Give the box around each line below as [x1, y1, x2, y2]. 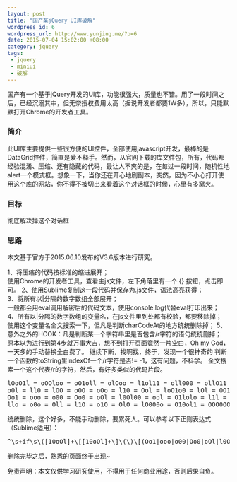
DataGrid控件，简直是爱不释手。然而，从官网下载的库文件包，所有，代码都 [7, 153, 225, 161]
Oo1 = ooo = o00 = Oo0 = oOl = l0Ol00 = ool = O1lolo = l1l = [7, 394, 227, 401]
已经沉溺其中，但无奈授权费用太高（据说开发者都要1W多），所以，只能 [19, 98, 224, 107]
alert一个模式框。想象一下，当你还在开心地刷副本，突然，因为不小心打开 [7, 170, 219, 179]
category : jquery [7, 43, 59, 50]
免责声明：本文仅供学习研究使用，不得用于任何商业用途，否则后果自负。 [7, 467, 217, 476]
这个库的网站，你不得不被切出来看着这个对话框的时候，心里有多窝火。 [13, 180, 217, 188]
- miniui [10, 63, 37, 70]
